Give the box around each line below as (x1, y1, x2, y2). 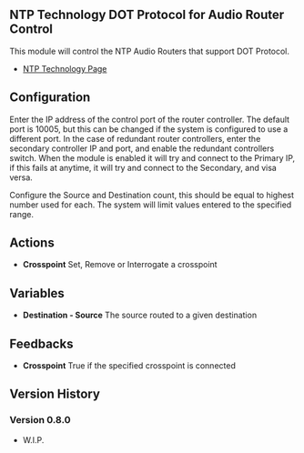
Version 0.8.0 (9, 414, 71, 427)
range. (9, 208, 35, 219)
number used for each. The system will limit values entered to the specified (9, 199, 292, 210)
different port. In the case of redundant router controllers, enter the (9, 133, 261, 144)
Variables (9, 286, 66, 301)
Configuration (9, 90, 91, 106)
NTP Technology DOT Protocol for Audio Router (9, 7, 285, 23)
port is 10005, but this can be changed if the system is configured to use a (9, 123, 289, 135)
